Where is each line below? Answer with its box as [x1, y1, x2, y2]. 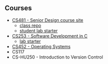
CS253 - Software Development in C [12, 33, 88, 39]
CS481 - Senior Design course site [12, 17, 83, 23]
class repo [19, 22, 41, 28]
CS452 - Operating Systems [12, 43, 71, 49]
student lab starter [19, 27, 58, 34]
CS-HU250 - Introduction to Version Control [12, 54, 103, 60]
